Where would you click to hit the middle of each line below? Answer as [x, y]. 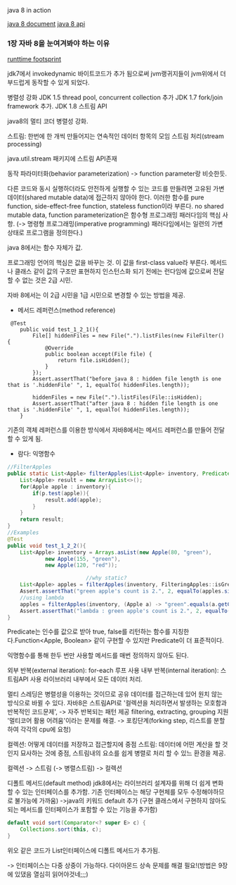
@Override [59, 348]
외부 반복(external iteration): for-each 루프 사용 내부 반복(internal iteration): [113, 670]
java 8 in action [29, 10]
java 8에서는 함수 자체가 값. [45, 248]
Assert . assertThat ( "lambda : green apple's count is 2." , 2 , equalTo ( [125, 611]
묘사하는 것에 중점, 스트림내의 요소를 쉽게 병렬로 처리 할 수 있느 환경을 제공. [123, 753]
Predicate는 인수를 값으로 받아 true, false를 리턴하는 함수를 [89, 632]
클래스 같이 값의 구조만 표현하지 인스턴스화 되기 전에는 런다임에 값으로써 [113, 271]
